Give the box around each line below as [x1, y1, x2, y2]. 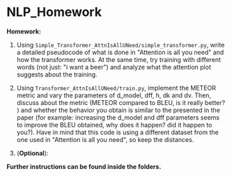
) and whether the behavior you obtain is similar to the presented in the [16, 106, 221, 114]
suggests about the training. [16, 70, 98, 79]
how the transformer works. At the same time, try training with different [16, 55, 221, 63]
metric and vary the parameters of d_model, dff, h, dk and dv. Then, [16, 91, 212, 99]
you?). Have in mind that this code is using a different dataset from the [16, 128, 219, 136]
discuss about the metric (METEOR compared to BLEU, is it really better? [16, 98, 226, 106]
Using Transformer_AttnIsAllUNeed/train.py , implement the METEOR [16, 83, 217, 92]
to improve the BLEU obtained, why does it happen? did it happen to [16, 120, 212, 129]
